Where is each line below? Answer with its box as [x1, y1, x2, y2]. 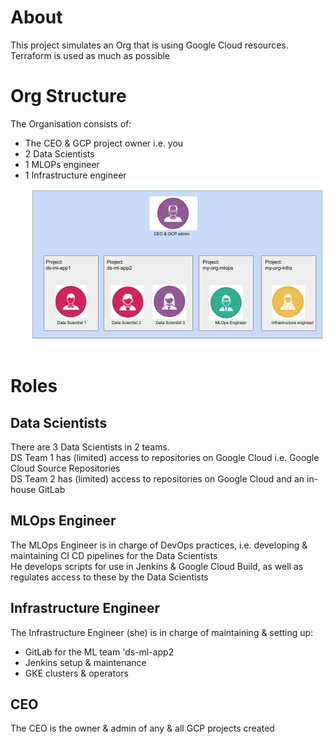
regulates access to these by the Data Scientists [10, 571, 209, 583]
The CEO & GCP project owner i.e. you [24, 137, 184, 149]
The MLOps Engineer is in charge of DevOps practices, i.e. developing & [10, 539, 308, 551]
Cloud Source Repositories [10, 462, 121, 474]
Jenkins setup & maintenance [24, 656, 147, 668]
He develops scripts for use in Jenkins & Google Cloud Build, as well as [10, 560, 304, 572]
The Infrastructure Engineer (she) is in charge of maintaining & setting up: [10, 626, 314, 638]
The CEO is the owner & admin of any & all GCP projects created [10, 722, 275, 735]
